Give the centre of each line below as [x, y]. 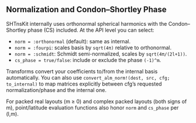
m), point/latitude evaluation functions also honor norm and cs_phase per [92, 107]
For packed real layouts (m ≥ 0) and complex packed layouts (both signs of [97, 101]
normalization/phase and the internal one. [56, 90]
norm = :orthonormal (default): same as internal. [72, 41]
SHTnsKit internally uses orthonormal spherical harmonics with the [87, 23]
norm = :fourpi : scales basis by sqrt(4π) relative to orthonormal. [93, 47]
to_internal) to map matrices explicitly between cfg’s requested [84, 84]
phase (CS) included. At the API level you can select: [91, 30]
